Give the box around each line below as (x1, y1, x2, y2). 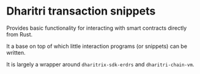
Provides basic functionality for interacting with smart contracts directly (6, 24, 187, 32)
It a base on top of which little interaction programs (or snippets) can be (6, 42, 188, 50)
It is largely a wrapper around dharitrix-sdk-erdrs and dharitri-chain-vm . (6, 61, 194, 68)
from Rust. (6, 30, 33, 38)
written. (6, 49, 26, 56)
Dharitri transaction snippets (6, 4, 156, 18)
